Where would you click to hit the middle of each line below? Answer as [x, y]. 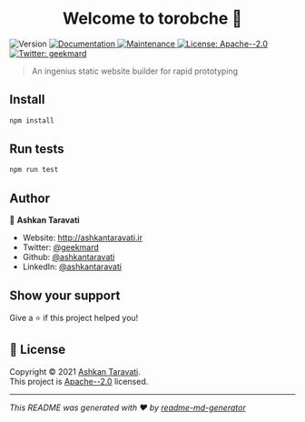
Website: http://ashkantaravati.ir [83, 238]
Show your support [65, 295]
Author [30, 198]
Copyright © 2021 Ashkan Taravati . [75, 371]
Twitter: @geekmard [61, 247]
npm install [32, 121]
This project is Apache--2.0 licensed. [79, 381]
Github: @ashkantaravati [69, 257]
